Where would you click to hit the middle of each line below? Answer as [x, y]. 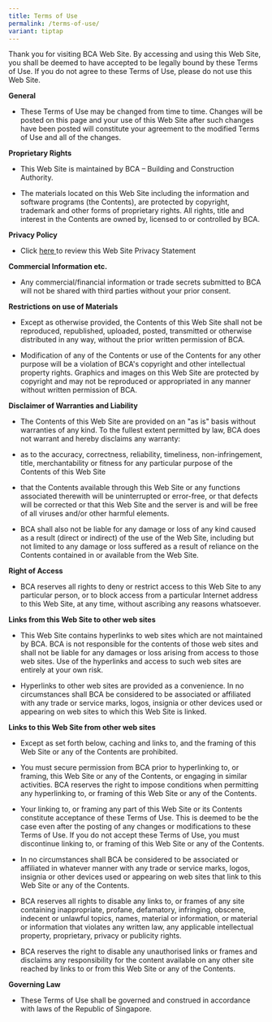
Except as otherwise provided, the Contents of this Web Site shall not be [141, 323]
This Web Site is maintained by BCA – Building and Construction [127, 169]
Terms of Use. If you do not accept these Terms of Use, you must [130, 835]
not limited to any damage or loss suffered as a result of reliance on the [139, 546]
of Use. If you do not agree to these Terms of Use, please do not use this [130, 72]
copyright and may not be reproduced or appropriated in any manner [136, 381]
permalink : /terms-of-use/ [54, 24]
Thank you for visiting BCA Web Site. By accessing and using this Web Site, [135, 54]
